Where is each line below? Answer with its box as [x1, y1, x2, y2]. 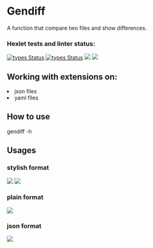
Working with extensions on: [7, 72, 117, 82]
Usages [7, 146, 36, 156]
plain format [7, 193, 44, 201]
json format [7, 221, 42, 230]
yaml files [15, 94, 39, 101]
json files [15, 88, 37, 95]
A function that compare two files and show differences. [7, 24, 147, 32]
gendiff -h [7, 127, 32, 135]
